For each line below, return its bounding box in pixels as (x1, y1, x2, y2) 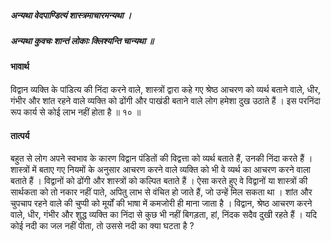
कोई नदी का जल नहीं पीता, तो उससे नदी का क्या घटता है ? (10, 220, 195, 232)
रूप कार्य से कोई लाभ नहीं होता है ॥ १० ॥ (10, 106, 142, 118)
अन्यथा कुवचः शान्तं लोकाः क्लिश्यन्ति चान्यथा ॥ (10, 34, 154, 46)
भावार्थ (10, 61, 30, 73)
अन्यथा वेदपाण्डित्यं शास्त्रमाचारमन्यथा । (10, 9, 132, 21)
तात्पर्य (10, 129, 30, 141)
